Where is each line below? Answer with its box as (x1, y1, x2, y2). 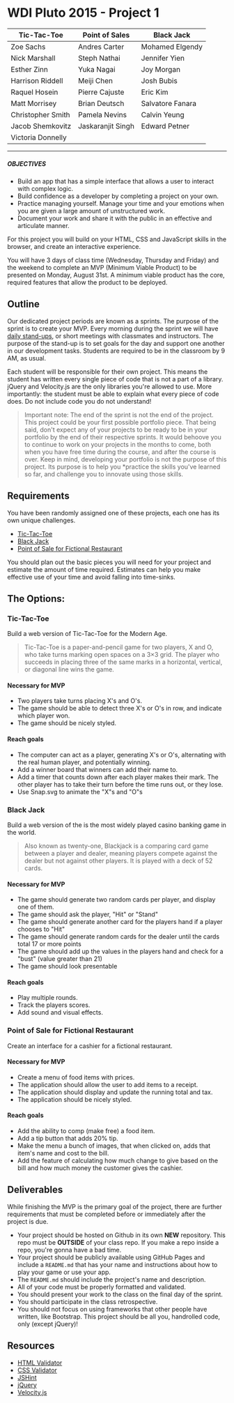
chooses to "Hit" (17, 925, 65, 934)
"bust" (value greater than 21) (17, 955, 102, 963)
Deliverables (7, 1184, 63, 1196)
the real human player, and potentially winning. (17, 758, 152, 766)
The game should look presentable (17, 962, 118, 971)
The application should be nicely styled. (17, 1095, 132, 1103)
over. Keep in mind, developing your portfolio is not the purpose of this (24, 455, 227, 463)
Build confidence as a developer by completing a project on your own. (17, 192, 219, 200)
